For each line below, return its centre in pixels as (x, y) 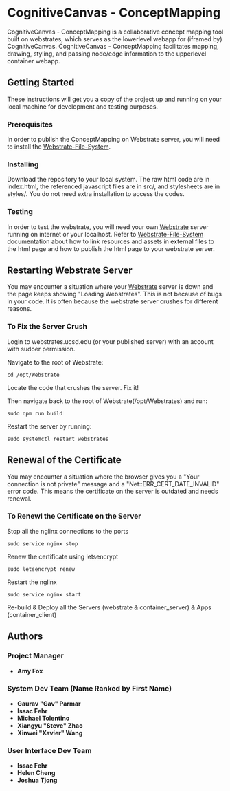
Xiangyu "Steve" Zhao (50, 725)
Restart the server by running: (49, 426)
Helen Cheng (36, 773)
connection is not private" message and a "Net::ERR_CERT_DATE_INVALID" (113, 484)
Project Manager (35, 656)
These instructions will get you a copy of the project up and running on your (114, 99)
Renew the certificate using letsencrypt (63, 556)
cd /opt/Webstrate (33, 375)
